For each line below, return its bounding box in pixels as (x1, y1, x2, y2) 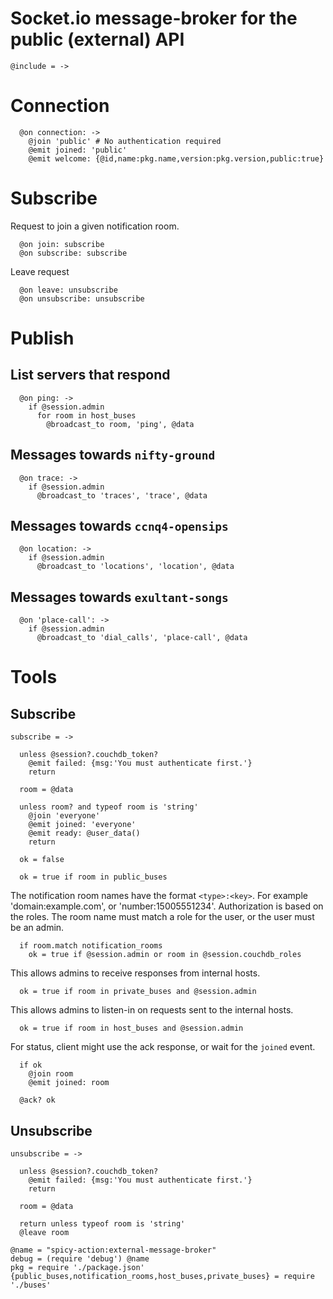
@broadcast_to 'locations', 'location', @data (36, 562, 235, 572)
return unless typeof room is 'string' (19, 1219, 186, 1229)
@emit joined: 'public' (28, 145, 128, 155)
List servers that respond (10, 367, 171, 384)
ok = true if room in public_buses (19, 872, 168, 882)
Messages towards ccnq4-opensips (10, 518, 229, 535)
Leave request (10, 265, 70, 277)
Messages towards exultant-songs (10, 588, 229, 606)
